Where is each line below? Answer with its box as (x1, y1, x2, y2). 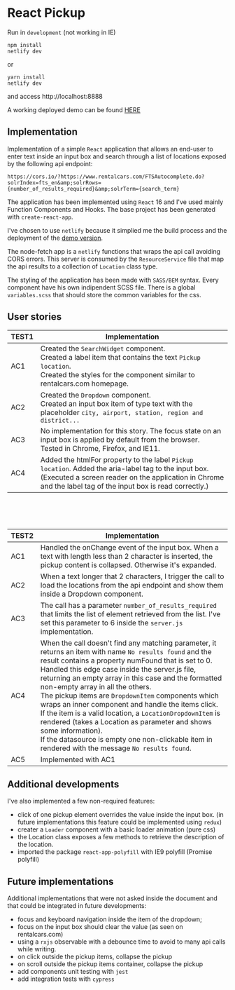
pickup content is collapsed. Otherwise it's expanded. (40, 560, 217, 569)
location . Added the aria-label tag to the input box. (40, 463, 209, 473)
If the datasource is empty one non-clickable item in (40, 734, 213, 744)
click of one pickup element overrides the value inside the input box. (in (17, 811, 224, 819)
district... (40, 416, 80, 424)
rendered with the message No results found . (40, 743, 192, 753)
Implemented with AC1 (40, 754, 115, 764)
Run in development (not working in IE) (7, 28, 116, 36)
